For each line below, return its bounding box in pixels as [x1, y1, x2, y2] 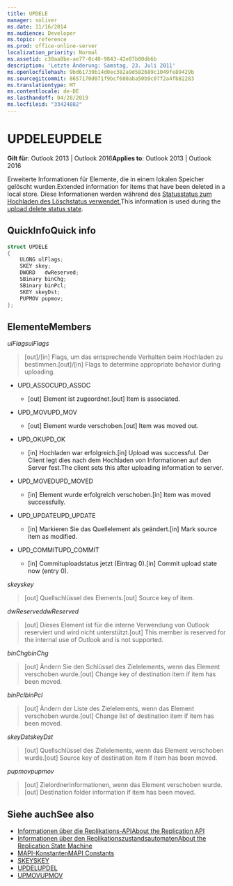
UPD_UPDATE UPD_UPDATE [17, 512, 96, 520]
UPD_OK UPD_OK [17, 435, 66, 443]
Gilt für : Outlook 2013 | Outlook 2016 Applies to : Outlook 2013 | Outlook [7, 154, 212, 162]
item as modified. [27, 533, 78, 541]
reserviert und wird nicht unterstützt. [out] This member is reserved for [24, 628, 226, 636]
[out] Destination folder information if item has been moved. [24, 788, 196, 797]
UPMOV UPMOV [17, 871, 63, 879]
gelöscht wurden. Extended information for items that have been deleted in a [7, 182, 225, 190]
